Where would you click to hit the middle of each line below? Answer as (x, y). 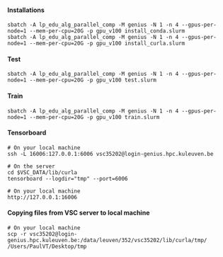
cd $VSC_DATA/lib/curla (42, 172)
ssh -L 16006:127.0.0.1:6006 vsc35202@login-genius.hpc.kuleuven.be (110, 154)
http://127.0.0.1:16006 (42, 197)
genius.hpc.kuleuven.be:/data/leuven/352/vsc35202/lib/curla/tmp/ (107, 241)
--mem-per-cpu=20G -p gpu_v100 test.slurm (93, 80)
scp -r (17, 234)
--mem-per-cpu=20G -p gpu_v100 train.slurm (95, 117)
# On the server (31, 166)
